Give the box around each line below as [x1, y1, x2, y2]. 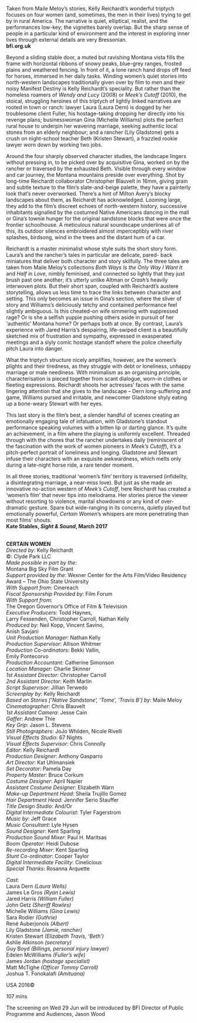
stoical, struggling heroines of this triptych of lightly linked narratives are [6, 98, 181, 105]
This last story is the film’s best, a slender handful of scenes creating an [6, 411, 180, 418]
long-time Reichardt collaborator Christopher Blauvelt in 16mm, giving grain [6, 177, 188, 185]
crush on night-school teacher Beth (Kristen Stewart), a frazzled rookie [6, 135, 178, 142]
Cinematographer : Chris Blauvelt [6, 703, 86, 710]
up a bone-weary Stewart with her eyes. [6, 400, 104, 407]
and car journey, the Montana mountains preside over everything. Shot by [6, 172, 185, 178]
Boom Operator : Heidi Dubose [6, 840, 79, 847]
